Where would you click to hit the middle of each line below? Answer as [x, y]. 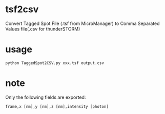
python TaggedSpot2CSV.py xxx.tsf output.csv [55, 63]
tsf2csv [22, 9]
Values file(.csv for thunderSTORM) [43, 28]
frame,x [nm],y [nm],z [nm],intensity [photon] [57, 106]
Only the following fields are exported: [46, 97]
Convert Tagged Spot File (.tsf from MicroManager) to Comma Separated [82, 23]
